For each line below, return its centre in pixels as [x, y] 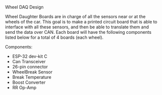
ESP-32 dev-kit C [30, 56]
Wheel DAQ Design [25, 7]
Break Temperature [32, 77]
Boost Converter [29, 82]
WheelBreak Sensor [32, 72]
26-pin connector [30, 67]
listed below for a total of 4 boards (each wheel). [54, 37]
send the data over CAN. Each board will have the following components [78, 32]
